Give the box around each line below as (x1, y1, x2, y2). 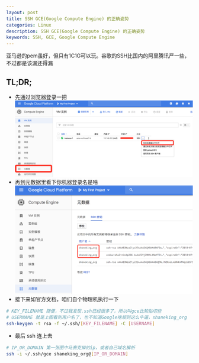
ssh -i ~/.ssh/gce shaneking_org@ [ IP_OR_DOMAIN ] (6, 351, 129, 357)
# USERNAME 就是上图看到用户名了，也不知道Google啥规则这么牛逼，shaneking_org (6, 315, 188, 320)
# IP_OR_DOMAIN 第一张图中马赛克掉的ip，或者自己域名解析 (6, 345, 135, 351)
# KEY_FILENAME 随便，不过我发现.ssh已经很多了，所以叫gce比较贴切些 (6, 308, 162, 315)
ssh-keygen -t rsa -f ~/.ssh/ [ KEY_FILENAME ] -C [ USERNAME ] (6, 320, 155, 326)
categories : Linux (6, 22, 52, 28)
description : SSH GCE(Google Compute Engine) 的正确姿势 (6, 28, 145, 34)
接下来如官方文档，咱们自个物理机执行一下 (14, 296, 119, 303)
